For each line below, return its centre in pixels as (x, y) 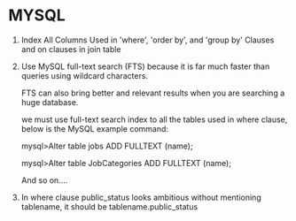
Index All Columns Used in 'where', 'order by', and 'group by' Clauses (148, 40)
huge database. (50, 102)
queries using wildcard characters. (84, 75)
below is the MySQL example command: (95, 128)
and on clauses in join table (71, 49)
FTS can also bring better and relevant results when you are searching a (153, 93)
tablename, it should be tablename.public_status (109, 206)
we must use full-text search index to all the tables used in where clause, (154, 119)
